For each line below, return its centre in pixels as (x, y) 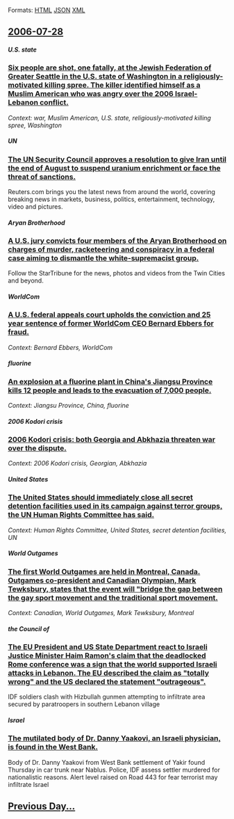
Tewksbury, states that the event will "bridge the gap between (115, 589)
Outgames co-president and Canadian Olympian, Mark (102, 580)
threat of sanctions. (42, 177)
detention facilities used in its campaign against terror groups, (115, 506)
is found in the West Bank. (53, 747)
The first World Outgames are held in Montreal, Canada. (104, 571)
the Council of (29, 628)
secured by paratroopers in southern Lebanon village (84, 704)
